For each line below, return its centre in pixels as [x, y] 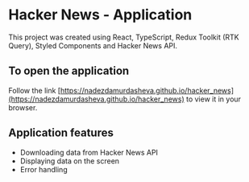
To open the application [69, 71]
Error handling [44, 169]
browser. [23, 107]
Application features [61, 133]
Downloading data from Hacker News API [89, 152]
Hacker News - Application [100, 15]
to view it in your [214, 99]
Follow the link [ [35, 90]
